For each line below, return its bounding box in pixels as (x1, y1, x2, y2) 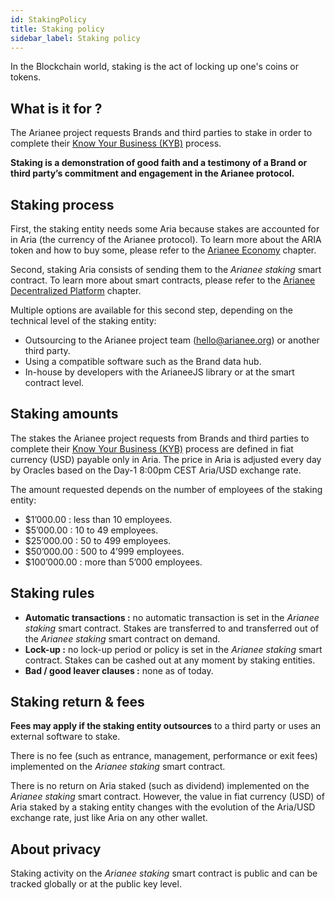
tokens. (10, 71, 42, 83)
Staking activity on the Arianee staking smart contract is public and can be (10, 867, 318, 880)
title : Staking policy (10, 24, 105, 34)
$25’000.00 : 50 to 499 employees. (24, 534, 172, 546)
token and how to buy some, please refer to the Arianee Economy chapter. (10, 244, 317, 256)
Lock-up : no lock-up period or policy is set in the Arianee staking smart (24, 643, 323, 655)
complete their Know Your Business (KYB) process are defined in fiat (10, 442, 294, 455)
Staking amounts (10, 406, 119, 423)
